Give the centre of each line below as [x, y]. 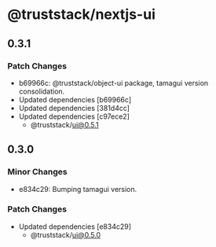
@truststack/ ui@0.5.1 [64, 124]
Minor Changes [37, 172]
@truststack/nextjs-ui [82, 15]
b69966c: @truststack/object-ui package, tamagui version [113, 83]
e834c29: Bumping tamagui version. [78, 189]
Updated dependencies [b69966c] [75, 99]
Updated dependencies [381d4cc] [74, 108]
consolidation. [42, 91]
